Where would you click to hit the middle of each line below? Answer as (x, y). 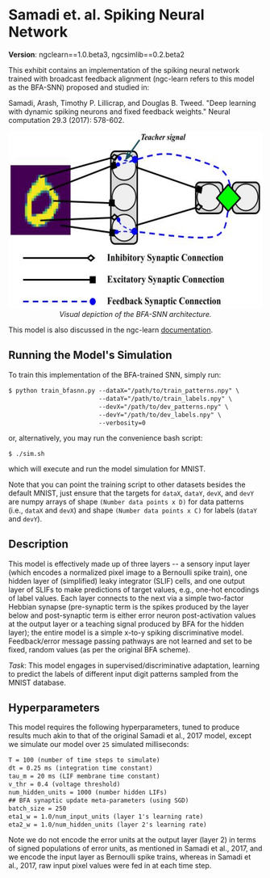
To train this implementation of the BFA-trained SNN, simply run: (115, 374)
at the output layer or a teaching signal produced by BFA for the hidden (126, 623)
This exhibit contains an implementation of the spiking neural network (124, 70)
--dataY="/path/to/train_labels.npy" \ (165, 399)
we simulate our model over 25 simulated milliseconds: (99, 745)
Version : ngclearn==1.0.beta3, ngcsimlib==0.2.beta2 (97, 54)
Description (38, 545)
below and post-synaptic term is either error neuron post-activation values (132, 615)
